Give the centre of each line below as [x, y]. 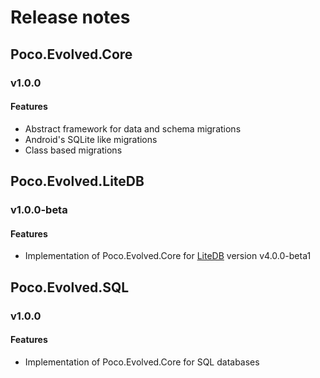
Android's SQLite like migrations [91, 139]
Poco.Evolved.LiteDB [77, 181]
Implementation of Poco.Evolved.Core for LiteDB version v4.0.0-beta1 [168, 256]
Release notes [70, 17]
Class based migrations [73, 150]
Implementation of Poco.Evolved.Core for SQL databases [142, 362]
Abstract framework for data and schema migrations [133, 128]
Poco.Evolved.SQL [70, 287]
